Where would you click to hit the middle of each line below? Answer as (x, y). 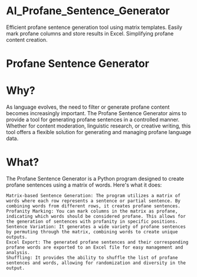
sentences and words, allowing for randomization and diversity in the (96, 263)
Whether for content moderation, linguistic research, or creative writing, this (98, 126)
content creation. (27, 40)
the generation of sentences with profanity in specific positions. (92, 221)
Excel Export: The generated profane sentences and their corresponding (97, 242)
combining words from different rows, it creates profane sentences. (93, 206)
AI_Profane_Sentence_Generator (88, 11)
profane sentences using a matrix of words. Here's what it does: (84, 185)
